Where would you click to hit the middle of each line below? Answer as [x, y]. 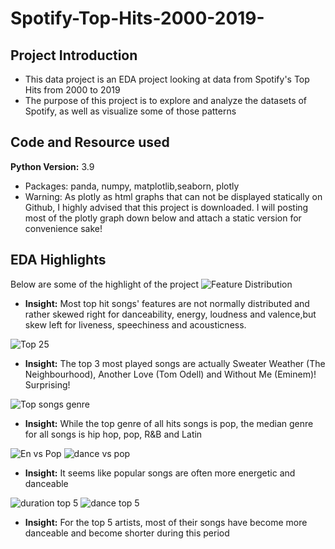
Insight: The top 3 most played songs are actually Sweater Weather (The [175, 363]
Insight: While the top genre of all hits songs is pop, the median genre [169, 423]
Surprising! [47, 384]
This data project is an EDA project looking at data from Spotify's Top [167, 79]
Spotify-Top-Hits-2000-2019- [137, 18]
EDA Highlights [58, 260]
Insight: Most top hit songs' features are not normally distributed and [167, 303]
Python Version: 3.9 [52, 166]
